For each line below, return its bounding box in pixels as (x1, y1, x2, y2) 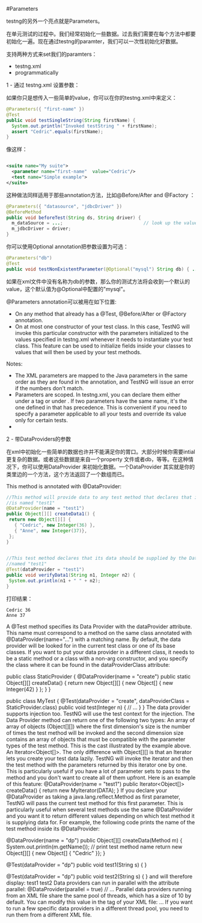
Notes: (6, 360, 23, 367)
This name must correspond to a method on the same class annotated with (6, 629, 192, 636)
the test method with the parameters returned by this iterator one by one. (6, 761, 188, 768)
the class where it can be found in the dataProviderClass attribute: (6, 661, 170, 668)
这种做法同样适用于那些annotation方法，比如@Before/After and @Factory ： (6, 191, 195, 198)
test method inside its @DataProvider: (6, 825, 100, 832)
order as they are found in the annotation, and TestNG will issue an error (14, 378, 194, 385)
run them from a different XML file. (6, 911, 92, 918)
